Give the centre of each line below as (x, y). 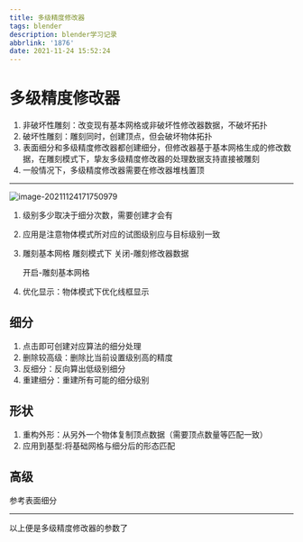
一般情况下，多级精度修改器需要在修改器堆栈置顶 (113, 170)
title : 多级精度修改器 (47, 18)
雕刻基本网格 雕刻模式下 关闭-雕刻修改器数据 (106, 254)
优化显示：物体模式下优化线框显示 (86, 292)
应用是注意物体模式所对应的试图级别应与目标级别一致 (121, 234)
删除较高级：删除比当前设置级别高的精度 (97, 357)
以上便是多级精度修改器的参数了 (69, 528)
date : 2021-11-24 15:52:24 (60, 51)
